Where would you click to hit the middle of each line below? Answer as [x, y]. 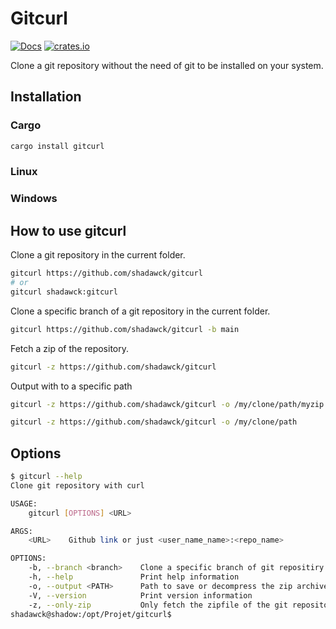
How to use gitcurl [68, 230]
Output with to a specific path [71, 386]
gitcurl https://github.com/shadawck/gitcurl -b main [125, 329]
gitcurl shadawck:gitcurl [64, 292]
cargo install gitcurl [57, 146]
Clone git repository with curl [77, 485]
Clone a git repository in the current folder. [98, 255]
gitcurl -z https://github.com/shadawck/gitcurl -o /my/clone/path [154, 422]
